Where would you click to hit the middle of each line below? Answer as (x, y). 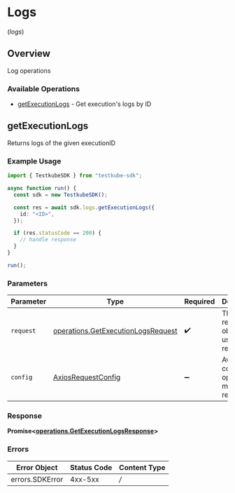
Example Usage (34, 161)
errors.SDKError (37, 479)
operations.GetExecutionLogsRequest (115, 331)
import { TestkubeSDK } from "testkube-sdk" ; (74, 176)
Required (200, 302)
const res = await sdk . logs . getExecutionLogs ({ (84, 208)
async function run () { (42, 189)
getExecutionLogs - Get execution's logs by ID (84, 104)
